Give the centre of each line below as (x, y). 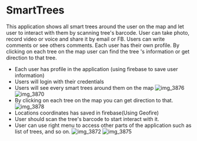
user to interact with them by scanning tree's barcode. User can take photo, (98, 32)
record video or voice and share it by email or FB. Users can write (86, 39)
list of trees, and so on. (42, 131)
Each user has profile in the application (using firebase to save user (96, 69)
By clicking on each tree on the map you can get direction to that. (94, 100)
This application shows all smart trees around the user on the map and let (95, 26)
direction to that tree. (31, 58)
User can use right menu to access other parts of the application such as (103, 125)
